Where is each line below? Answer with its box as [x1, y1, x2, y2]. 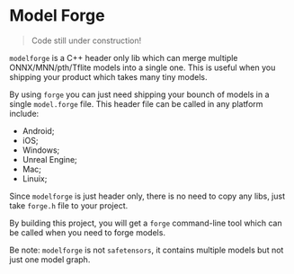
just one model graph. [9, 253, 91, 265]
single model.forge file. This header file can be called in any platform [9, 98, 263, 109]
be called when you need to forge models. [9, 226, 166, 238]
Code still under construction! [31, 35, 142, 46]
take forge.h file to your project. [9, 199, 129, 211]
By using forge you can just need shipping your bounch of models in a [9, 89, 270, 100]
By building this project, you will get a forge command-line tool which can [9, 217, 282, 228]
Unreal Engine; [22, 154, 78, 164]
